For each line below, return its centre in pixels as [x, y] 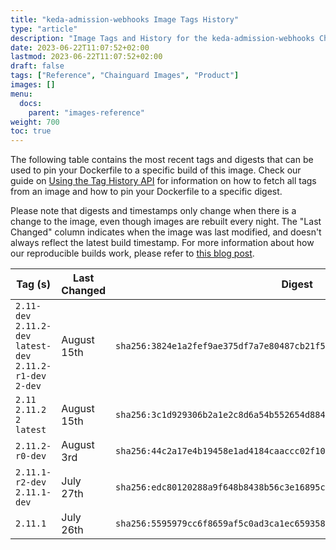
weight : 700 [35, 122]
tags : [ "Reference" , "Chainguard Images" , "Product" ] [125, 76]
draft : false [37, 66]
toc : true [31, 131]
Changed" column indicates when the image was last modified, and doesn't [166, 232]
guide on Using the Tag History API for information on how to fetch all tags [163, 181]
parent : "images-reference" [86, 112]
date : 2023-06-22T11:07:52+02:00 [80, 47]
